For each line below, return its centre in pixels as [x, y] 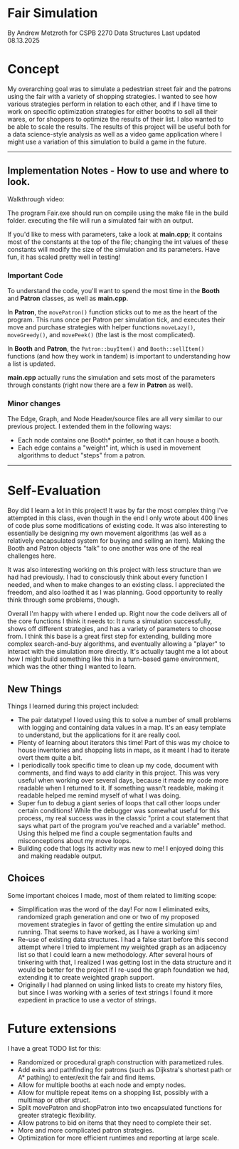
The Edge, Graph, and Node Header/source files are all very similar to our [115, 419]
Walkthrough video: [36, 199]
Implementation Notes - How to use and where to [118, 171]
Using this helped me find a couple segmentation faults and [105, 833]
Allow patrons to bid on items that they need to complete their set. [115, 1123]
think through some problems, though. [63, 600]
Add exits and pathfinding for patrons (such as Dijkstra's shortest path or [124, 1069]
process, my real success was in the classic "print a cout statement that [123, 818]
